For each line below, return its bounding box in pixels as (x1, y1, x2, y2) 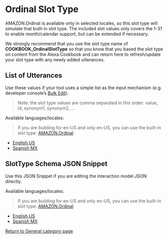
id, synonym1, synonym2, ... (17, 105, 75, 111)
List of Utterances (5, 71, 63, 80)
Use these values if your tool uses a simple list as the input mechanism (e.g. (5, 85, 162, 91)
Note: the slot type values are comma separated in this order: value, (17, 100, 158, 106)
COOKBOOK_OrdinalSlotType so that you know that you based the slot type (5, 46, 163, 52)
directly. (5, 178, 22, 184)
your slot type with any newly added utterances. (5, 56, 105, 62)
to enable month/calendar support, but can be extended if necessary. (5, 31, 149, 37)
